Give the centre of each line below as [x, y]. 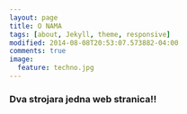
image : [22, 59]
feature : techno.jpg [56, 68]
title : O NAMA [36, 26]
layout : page [34, 18]
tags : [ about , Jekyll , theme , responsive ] [90, 34]
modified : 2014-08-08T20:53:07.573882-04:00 [94, 43]
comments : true [38, 51]
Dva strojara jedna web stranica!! [83, 99]
